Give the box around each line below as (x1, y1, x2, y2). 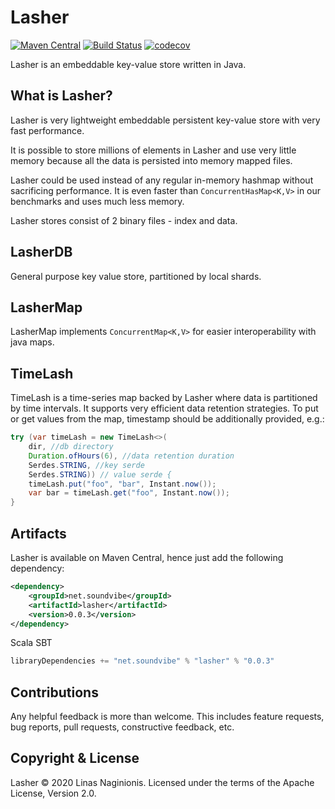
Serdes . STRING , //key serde (28, 460, 145, 470)
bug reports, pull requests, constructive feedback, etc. (10, 721, 235, 733)
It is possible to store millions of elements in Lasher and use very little (10, 144, 297, 156)
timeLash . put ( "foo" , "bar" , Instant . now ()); (28, 479, 217, 489)
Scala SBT (10, 637, 53, 649)
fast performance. (10, 124, 85, 136)
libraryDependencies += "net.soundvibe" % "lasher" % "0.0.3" (10, 656, 275, 666)
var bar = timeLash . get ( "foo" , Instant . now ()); (28, 488, 230, 498)
